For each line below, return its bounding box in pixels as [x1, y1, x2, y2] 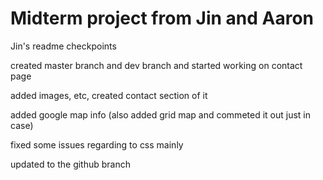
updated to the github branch [10, 158, 132, 170]
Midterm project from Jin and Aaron [10, 7, 315, 30]
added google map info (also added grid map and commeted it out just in [10, 108, 311, 121]
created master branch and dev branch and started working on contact [10, 59, 303, 71]
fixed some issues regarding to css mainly [10, 138, 184, 151]
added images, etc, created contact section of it [10, 89, 208, 101]
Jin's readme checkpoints [10, 40, 117, 52]
